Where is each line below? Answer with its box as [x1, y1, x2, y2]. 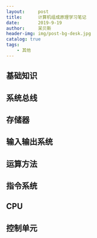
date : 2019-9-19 [6, 20, 62, 26]
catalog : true [6, 36, 41, 42]
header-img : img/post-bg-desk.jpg [6, 31, 92, 37]
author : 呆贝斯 [6, 25, 51, 31]
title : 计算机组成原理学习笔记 [6, 14, 87, 20]
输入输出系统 [6, 137, 53, 147]
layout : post [6, 8, 49, 15]
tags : [6, 42, 20, 48]
